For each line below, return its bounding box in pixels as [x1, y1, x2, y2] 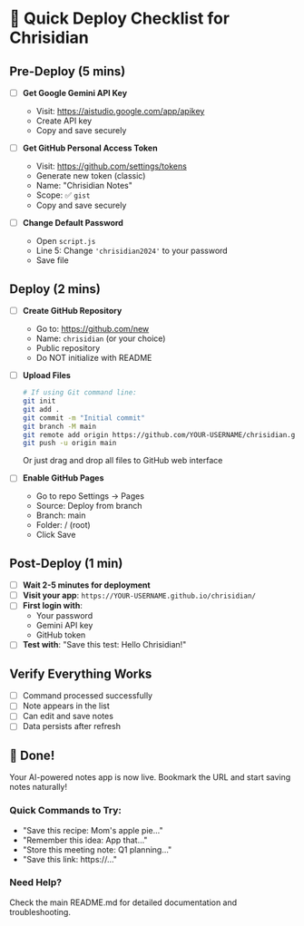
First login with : [22, 600, 83, 611]
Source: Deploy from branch [35, 501, 142, 512]
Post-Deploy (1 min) [9, 555, 123, 570]
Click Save [35, 530, 76, 541]
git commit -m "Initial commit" [22, 413, 145, 423]
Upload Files [22, 370, 71, 381]
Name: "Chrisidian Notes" [35, 180, 133, 191]
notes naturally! [9, 782, 68, 793]
